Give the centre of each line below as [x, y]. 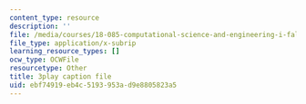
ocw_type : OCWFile [44, 60]
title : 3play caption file [61, 77]
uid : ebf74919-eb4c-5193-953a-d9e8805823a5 [93, 85]
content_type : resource [55, 18]
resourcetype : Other [49, 69]
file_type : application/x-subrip [73, 43]
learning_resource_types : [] [65, 52]
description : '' [40, 26]
